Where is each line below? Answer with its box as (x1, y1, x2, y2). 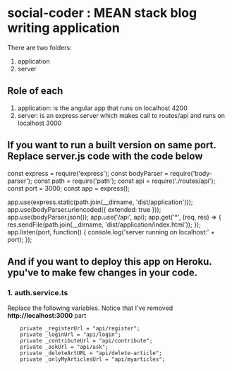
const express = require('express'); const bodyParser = (7, 169, 169, 177)
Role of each (7, 85, 63, 97)
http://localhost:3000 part (7, 311, 87, 320)
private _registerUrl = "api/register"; (20, 325, 140, 333)
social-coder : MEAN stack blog (7, 5, 197, 21)
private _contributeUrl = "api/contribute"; (20, 338, 153, 345)
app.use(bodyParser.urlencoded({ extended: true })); (7, 205, 161, 213)
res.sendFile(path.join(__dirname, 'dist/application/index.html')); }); (7, 220, 201, 229)
